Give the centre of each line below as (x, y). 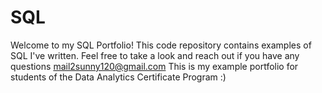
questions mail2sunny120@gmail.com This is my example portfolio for (154, 66)
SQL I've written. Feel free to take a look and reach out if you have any (155, 55)
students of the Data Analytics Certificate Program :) (118, 77)
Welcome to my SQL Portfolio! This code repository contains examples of (161, 45)
